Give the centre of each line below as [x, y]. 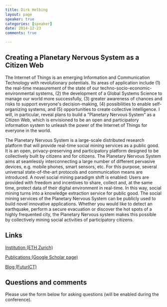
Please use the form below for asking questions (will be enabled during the [82, 295]
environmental [20, 93]
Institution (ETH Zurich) [29, 247]
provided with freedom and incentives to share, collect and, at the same [79, 182]
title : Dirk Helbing [27, 10]
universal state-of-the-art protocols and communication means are [74, 172]
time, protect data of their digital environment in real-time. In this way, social [83, 188]
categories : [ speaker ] [29, 24]
